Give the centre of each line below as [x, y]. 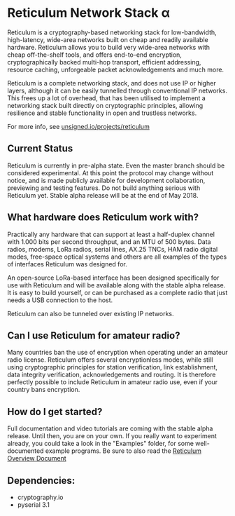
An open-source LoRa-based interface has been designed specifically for [113, 278]
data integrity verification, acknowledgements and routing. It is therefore [112, 375]
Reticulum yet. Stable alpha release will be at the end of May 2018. [103, 195]
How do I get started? [55, 412]
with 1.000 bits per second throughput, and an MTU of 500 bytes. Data [109, 242]
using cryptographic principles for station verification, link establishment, [113, 367]
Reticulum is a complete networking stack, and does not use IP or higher [112, 83]
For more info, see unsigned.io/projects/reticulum [79, 126]
